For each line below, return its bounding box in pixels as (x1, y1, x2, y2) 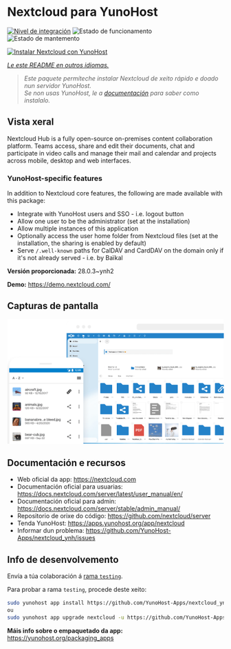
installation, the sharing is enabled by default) (16, 239, 146, 248)
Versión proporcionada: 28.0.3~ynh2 (7, 267, 115, 275)
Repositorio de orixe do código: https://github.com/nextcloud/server (16, 512, 211, 520)
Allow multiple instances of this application (16, 224, 139, 233)
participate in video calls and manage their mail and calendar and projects (7, 149, 217, 157)
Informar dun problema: (16, 526, 85, 535)
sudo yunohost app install (7, 599, 85, 606)
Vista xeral (7, 116, 54, 128)
